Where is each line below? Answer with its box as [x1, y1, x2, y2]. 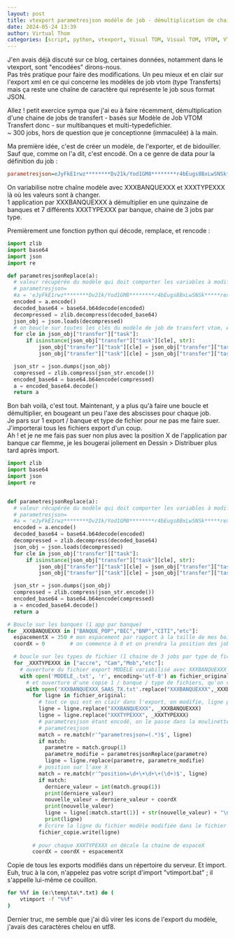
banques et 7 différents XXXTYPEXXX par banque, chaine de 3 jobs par [7, 206, 214, 213]
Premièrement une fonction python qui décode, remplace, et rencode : [7, 227, 211, 234]
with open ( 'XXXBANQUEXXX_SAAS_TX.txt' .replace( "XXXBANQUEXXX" [25, 685, 211, 693]
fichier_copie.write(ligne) [38, 829, 120, 836]
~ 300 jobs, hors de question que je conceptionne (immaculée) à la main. [7, 129, 218, 137]
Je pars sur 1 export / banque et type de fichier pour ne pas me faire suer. [7, 416, 220, 425]
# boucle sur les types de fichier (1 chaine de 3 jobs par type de [13, 653, 218, 660]
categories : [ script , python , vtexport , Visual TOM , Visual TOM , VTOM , [7, 36, 220, 43]
